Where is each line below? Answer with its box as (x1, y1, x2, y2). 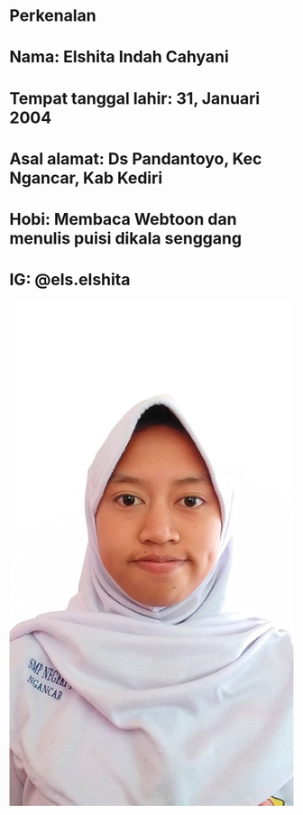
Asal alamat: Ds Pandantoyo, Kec (9, 148, 262, 169)
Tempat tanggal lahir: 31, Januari (9, 88, 261, 108)
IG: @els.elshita (9, 270, 131, 290)
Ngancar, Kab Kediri (9, 168, 163, 188)
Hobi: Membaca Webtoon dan (9, 208, 237, 229)
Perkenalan (9, 5, 96, 26)
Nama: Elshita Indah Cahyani (9, 47, 230, 68)
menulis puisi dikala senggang (9, 227, 242, 248)
